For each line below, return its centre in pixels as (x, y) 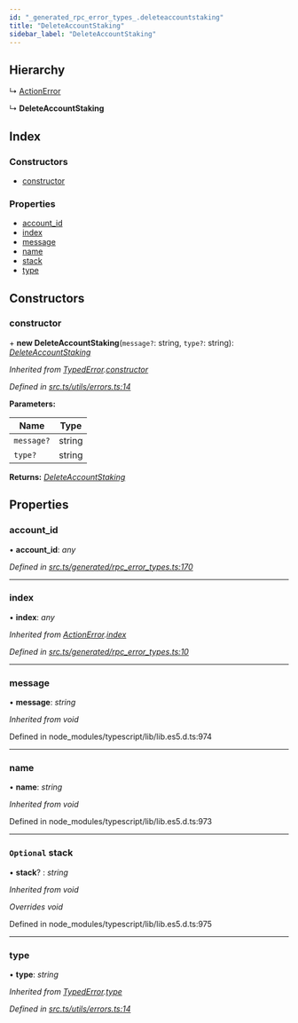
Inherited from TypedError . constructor (79, 369)
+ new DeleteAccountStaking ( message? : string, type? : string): (122, 342)
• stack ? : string (39, 872)
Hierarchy (37, 70)
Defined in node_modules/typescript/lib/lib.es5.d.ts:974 (111, 736)
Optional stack (41, 853)
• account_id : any (43, 549)
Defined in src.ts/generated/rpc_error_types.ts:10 (99, 651)
